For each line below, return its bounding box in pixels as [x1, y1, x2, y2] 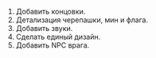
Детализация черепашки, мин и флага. [15, 15, 149, 25]
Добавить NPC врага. [15, 41, 90, 50]
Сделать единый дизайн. [15, 32, 101, 41]
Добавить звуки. [15, 24, 73, 33]
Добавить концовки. [15, 7, 86, 16]
